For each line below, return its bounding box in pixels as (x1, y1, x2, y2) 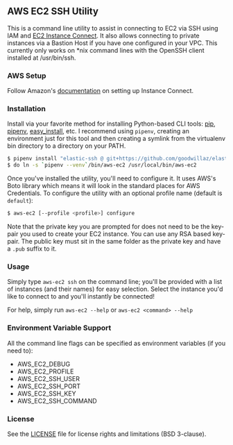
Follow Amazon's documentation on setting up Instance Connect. (7, 87, 194, 95)
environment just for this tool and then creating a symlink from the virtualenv (7, 135, 226, 143)
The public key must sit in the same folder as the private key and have (21, 237, 221, 246)
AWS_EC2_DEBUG (17, 360, 71, 368)
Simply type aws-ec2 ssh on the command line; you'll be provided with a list (7, 278, 223, 286)
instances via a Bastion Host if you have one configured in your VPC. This (7, 38, 218, 47)
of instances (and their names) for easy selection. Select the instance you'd (7, 285, 223, 294)
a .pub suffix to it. (7, 244, 57, 253)
